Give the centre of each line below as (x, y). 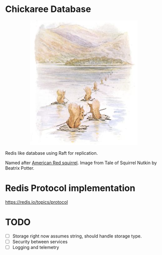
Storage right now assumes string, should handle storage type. (77, 236)
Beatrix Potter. (20, 168)
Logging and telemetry (36, 247)
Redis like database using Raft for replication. (52, 153)
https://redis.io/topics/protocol (37, 202)
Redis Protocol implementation (70, 188)
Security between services (40, 242)
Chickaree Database (48, 9)
